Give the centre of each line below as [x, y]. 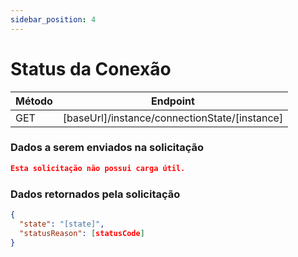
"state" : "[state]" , [62, 224]
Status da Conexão [91, 68]
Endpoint [173, 101]
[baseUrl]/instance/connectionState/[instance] [173, 118]
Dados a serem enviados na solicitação [107, 148]
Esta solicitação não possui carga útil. [98, 168]
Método [34, 101]
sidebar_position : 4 [53, 19]
